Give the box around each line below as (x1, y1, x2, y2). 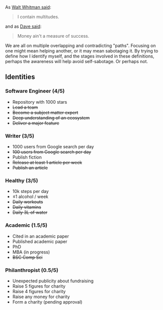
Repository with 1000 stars (12, 99, 67, 105)
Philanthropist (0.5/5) (5, 266, 59, 273)
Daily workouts (12, 199, 43, 205)
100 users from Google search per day (12, 149, 91, 155)
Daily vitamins (12, 204, 41, 210)
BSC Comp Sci (12, 254, 43, 260)
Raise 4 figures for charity (12, 288, 66, 294)
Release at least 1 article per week (12, 159, 82, 165)
